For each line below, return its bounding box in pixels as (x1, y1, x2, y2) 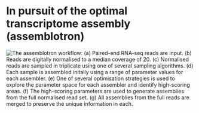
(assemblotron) (6, 30, 85, 43)
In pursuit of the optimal (6, 4, 128, 18)
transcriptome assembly (6, 17, 131, 30)
